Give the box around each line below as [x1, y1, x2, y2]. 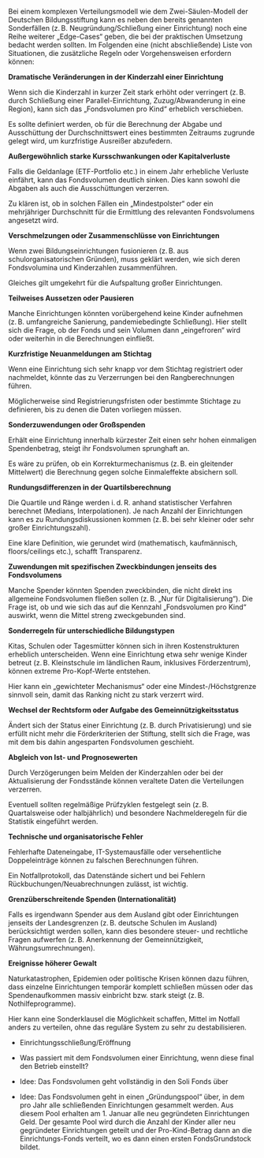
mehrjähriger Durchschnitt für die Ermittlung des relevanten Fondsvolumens [8, 207, 255, 216]
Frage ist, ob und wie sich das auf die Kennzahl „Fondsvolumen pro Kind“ [8, 602, 247, 612]
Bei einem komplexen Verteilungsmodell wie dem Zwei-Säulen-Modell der [8, 7, 248, 16]
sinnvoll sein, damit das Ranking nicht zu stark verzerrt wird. [8, 690, 204, 699]
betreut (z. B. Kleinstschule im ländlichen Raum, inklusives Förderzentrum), [8, 658, 251, 667]
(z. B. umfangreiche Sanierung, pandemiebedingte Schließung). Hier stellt [8, 317, 247, 326]
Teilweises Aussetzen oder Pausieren [8, 293, 134, 303]
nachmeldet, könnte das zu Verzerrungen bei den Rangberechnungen [8, 373, 235, 382]
